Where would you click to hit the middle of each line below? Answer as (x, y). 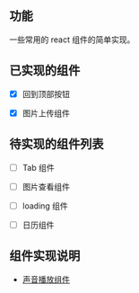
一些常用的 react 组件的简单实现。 (72, 40)
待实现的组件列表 (56, 144)
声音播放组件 (46, 279)
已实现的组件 (45, 71)
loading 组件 (45, 206)
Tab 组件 (39, 167)
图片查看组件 (46, 186)
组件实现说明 (45, 256)
